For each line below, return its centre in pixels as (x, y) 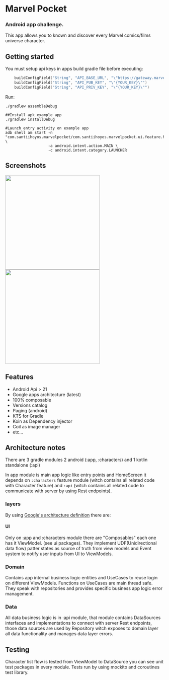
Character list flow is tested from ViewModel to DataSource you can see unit (84, 662)
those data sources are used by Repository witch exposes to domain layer (82, 628)
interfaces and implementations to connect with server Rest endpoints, (79, 623)
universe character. (25, 41)
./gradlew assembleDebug (31, 106)
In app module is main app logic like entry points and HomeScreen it (76, 475)
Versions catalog (30, 405)
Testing (17, 650)
